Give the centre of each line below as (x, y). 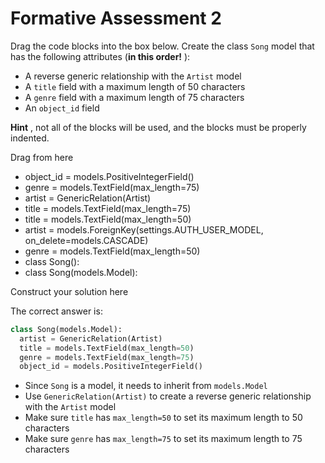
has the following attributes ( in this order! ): (100, 56)
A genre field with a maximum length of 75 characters (134, 97)
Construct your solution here (69, 291)
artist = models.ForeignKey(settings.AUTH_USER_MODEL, (144, 229)
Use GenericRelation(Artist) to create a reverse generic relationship (168, 396)
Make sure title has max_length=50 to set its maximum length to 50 (163, 418)
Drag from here (42, 157)
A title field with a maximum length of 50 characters (135, 86)
